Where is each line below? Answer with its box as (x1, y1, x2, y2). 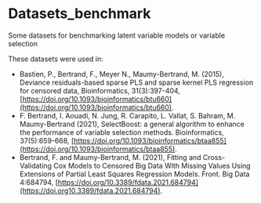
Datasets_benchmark (8, 5, 151, 23)
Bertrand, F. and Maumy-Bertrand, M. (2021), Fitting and (19, 152, 201, 161)
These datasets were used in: (8, 54, 103, 63)
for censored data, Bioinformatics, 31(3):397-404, (19, 85, 180, 95)
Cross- (202, 152, 226, 161)
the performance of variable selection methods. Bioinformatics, (19, 127, 225, 137)
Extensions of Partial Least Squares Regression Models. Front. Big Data (19, 169, 250, 179)
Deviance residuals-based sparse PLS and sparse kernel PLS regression (19, 78, 254, 87)
